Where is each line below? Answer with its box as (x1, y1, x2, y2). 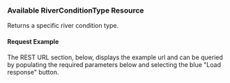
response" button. (7, 68, 59, 76)
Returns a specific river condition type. (7, 22, 119, 30)
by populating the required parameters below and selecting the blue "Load (7, 60, 222, 68)
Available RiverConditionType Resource (7, 6, 144, 15)
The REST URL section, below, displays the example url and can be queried (7, 53, 223, 61)
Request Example (7, 37, 59, 45)
